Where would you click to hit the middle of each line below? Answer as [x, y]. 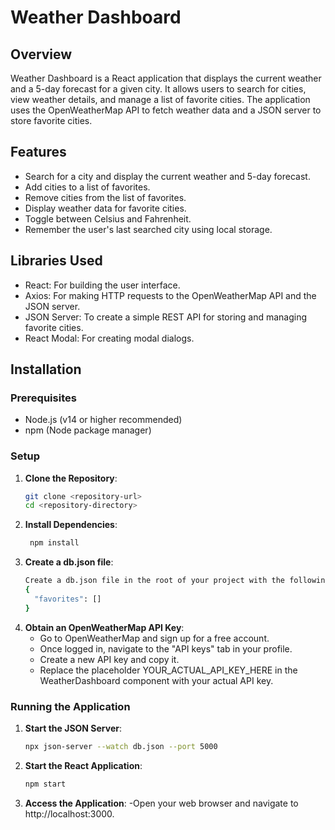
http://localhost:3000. [69, 813]
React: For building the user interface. [102, 285]
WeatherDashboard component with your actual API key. [156, 680]
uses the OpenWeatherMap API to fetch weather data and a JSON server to [166, 110]
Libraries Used [56, 261]
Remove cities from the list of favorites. [105, 197]
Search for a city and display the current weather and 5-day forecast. [167, 176]
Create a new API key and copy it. [109, 659]
